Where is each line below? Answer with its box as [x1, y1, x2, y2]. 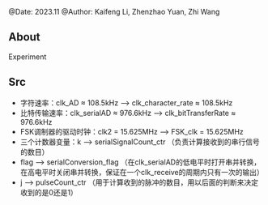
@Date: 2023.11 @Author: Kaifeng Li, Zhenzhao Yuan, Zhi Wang [8, 7, 220, 16]
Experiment [8, 52, 47, 62]
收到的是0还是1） [19, 187, 79, 197]
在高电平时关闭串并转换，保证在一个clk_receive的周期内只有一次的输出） [19, 167, 265, 177]
